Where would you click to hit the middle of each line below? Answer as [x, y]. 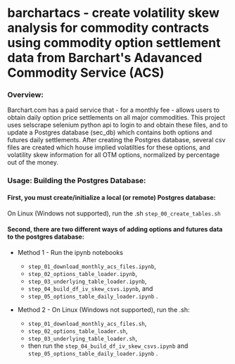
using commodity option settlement [114, 43]
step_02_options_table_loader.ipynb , [83, 273]
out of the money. [33, 163]
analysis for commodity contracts [108, 28]
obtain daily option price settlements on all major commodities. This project [116, 118]
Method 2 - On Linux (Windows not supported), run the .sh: [103, 309]
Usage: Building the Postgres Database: [77, 181]
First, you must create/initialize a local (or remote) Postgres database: [112, 197]
